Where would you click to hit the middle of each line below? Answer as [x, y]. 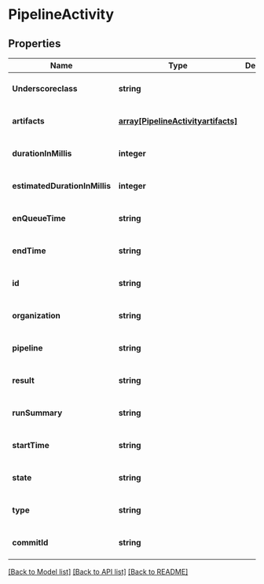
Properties [35, 44]
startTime [31, 445]
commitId [30, 542]
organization [37, 316]
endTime [29, 251]
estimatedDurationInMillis [62, 186]
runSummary [37, 413]
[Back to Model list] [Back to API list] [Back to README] [98, 572]
